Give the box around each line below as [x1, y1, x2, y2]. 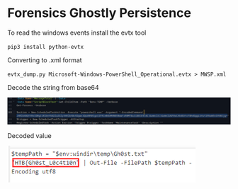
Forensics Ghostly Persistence [7, 5, 191, 21]
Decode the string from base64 [7, 83, 99, 91]
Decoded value [7, 131, 52, 139]
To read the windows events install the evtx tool [7, 28, 147, 37]
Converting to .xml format [7, 55, 83, 64]
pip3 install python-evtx [7, 43, 84, 50]
